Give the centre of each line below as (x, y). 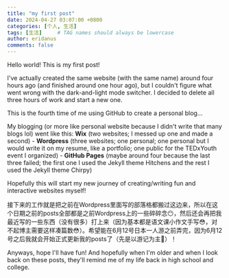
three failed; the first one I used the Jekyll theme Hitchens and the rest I (108, 163)
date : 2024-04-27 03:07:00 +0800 (55, 20)
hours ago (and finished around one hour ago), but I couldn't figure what (110, 85)
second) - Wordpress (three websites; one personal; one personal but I (108, 141)
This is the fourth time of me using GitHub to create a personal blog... (105, 113)
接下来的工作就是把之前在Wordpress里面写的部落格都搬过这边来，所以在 (110, 205)
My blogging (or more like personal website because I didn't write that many (115, 126)
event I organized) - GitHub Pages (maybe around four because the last (109, 155)
